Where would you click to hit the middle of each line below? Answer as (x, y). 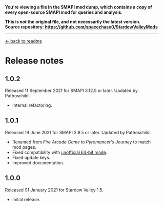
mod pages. (24, 147)
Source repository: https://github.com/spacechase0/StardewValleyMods (81, 27)
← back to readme (24, 41)
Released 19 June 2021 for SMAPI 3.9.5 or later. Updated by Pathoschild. (78, 132)
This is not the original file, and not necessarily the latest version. (73, 22)
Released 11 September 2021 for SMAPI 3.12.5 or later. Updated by (72, 91)
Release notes (34, 61)
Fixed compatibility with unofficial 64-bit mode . (60, 152)
